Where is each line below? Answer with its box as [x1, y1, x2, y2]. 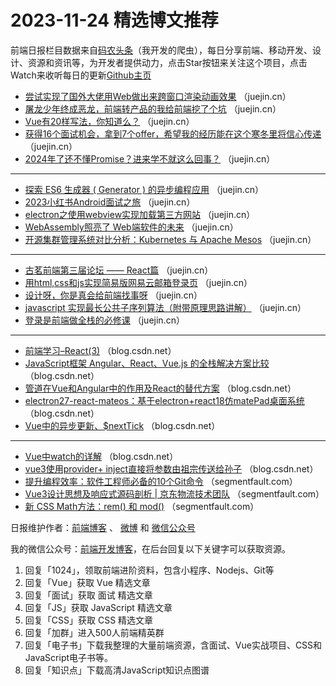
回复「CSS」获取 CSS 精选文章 [24, 614, 154, 626]
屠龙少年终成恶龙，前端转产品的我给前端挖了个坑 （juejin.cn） [24, 102, 282, 115]
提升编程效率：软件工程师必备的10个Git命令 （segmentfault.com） [24, 475, 298, 487]
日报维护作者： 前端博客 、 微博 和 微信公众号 [10, 521, 196, 533]
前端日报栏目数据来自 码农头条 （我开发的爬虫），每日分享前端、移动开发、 [10, 44, 313, 56]
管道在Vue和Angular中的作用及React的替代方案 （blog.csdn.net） [24, 382, 297, 394]
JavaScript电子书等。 [24, 651, 114, 663]
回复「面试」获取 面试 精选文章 [24, 589, 153, 601]
